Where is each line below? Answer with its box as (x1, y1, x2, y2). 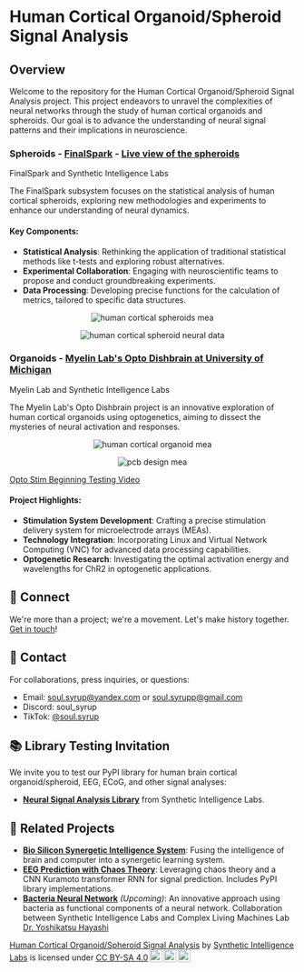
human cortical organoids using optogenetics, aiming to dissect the (9, 411, 261, 422)
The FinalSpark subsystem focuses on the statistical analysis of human (9, 185, 275, 196)
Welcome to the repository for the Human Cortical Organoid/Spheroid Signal (9, 86, 295, 96)
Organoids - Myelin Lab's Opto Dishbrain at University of (9, 352, 265, 365)
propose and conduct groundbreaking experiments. (22, 275, 216, 286)
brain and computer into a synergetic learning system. (22, 855, 225, 866)
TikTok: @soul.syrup (22, 711, 100, 722)
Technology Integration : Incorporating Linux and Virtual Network (22, 535, 268, 545)
